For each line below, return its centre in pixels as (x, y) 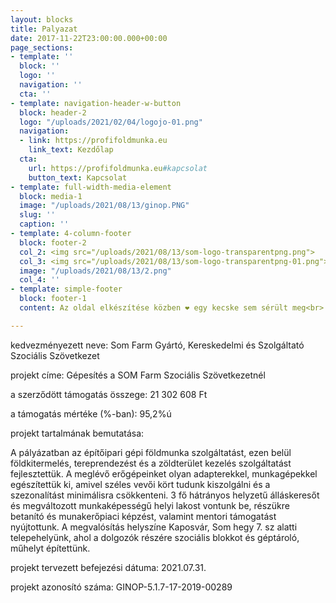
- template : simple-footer (66, 289)
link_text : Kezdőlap (71, 150)
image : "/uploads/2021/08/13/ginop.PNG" (104, 206)
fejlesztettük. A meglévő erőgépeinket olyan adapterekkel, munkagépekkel (164, 473)
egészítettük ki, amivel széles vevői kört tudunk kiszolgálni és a (140, 484)
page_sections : (42, 47)
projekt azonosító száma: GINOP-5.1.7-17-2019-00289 (121, 587)
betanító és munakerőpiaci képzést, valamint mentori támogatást (143, 516)
